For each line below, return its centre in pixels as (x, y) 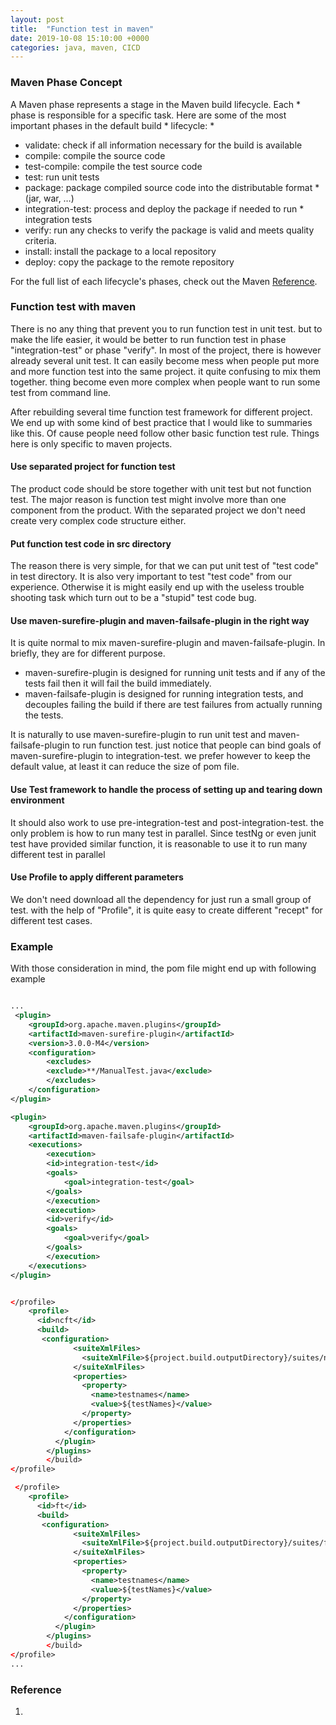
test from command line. (61, 392)
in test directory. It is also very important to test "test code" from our (151, 577)
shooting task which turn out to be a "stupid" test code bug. (133, 598)
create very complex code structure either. (98, 521)
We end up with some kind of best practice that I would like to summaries (161, 422)
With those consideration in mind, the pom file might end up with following (163, 968)
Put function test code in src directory (91, 543)
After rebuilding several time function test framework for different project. (161, 412)
